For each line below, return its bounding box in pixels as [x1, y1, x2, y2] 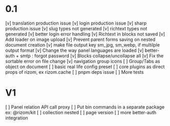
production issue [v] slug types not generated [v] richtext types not [5, 25, 147, 31]
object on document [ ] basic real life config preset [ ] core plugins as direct [5, 64, 165, 70]
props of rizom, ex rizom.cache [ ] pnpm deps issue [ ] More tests [5, 69, 144, 75]
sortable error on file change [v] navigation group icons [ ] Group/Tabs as [5, 58, 160, 64]
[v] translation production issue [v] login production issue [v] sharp [5, 20, 147, 26]
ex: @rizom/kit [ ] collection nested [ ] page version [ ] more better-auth [5, 109, 157, 115]
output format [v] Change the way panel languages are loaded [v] [5, 47, 144, 53]
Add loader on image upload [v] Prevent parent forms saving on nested [5, 36, 156, 43]
